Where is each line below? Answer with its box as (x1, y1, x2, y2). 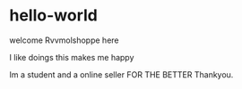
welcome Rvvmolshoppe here (9, 35, 119, 45)
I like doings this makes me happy (9, 52, 134, 62)
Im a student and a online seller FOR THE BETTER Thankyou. (9, 69, 234, 80)
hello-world (9, 5, 99, 26)
